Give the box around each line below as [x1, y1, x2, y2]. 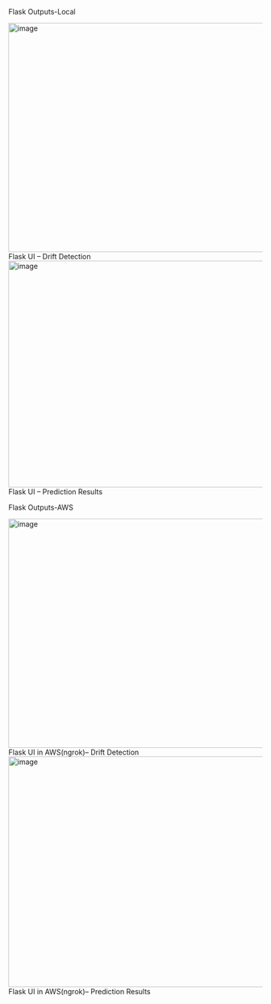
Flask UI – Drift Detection [8, 252, 91, 261]
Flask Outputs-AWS [8, 502, 74, 512]
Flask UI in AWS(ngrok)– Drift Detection [8, 747, 140, 757]
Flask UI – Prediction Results [8, 487, 103, 496]
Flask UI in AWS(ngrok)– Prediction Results [8, 987, 151, 996]
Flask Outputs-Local [8, 7, 76, 16]
